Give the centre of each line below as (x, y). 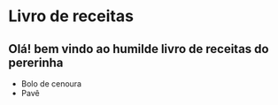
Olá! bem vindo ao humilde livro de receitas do (139, 49)
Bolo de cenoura (51, 84)
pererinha (36, 62)
